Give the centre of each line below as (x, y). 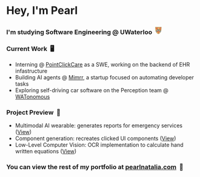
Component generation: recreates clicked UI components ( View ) (95, 138)
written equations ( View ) (46, 151)
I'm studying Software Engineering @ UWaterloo (79, 32)
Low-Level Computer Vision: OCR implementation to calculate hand (99, 145)
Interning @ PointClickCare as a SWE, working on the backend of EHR (102, 64)
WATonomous (32, 96)
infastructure (31, 71)
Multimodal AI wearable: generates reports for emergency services (99, 125)
